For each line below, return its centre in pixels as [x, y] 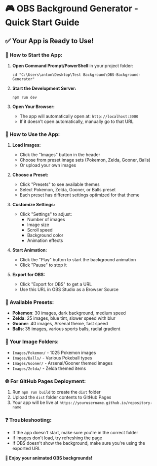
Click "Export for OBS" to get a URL [56, 284]
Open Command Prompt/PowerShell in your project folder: [73, 65]
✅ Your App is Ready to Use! [49, 41]
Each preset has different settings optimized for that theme [79, 195]
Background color [45, 235]
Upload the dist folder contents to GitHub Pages [62, 397]
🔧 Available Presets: [30, 302]
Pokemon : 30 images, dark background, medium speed [69, 313]
